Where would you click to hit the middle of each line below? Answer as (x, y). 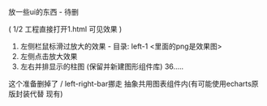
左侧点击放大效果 (49, 56)
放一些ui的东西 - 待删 (43, 12)
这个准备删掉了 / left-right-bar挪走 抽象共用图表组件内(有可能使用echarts (130, 84)
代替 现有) (46, 94)
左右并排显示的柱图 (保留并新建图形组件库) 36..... (102, 66)
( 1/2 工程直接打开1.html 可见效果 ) (65, 29)
